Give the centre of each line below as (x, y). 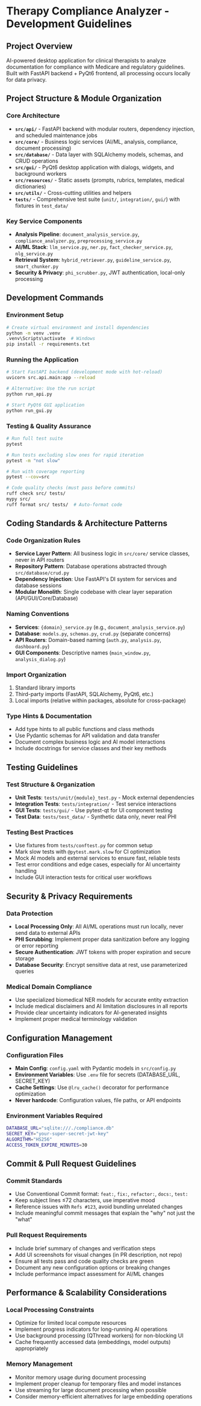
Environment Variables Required (54, 1115)
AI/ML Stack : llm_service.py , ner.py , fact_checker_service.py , (94, 247)
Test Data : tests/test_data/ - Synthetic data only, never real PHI (96, 817)
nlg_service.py (34, 254)
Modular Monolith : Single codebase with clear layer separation (94, 592)
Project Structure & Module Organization (84, 98)
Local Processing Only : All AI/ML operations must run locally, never (99, 927)
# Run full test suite (35, 439)
